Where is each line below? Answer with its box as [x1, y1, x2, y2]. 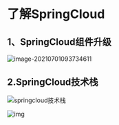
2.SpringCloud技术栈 [7, 77, 98, 88]
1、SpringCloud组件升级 [7, 36, 112, 48]
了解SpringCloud [7, 6, 105, 22]
